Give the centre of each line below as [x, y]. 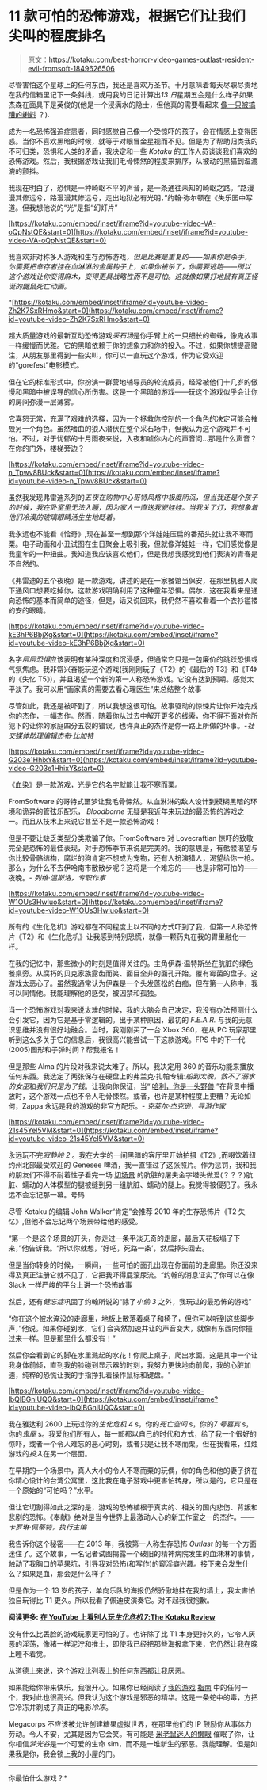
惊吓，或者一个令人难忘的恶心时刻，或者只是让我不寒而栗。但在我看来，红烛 [133, 1444]
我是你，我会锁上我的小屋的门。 [67, 1754]
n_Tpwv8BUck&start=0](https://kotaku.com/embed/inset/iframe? [114, 472]
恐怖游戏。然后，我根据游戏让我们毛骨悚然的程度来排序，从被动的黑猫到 [126, 161]
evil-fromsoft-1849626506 [71, 68]
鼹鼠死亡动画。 [46, 286]
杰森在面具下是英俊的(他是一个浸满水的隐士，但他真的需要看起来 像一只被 [129, 105]
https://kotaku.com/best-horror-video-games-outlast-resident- [152, 59]
